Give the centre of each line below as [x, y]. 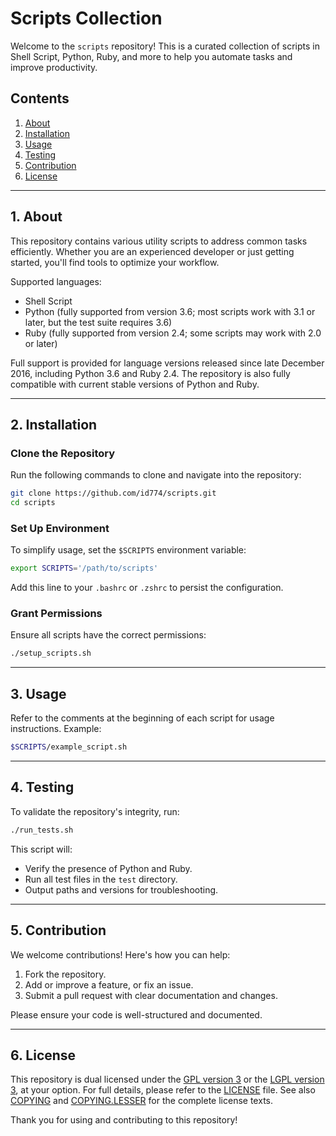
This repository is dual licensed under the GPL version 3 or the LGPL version [167, 1079]
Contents [40, 98]
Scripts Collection [86, 18]
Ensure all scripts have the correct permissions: [108, 635]
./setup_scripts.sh [51, 653]
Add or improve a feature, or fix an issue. [109, 984]
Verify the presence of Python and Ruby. [108, 868]
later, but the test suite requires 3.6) [98, 322]
